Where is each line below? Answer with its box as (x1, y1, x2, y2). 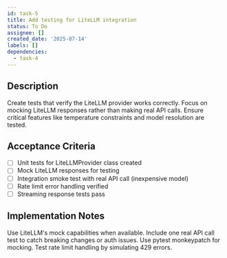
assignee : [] (7, 29, 45, 36)
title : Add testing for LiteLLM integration (7, 17, 137, 23)
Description (7, 80, 58, 92)
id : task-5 (7, 10, 39, 17)
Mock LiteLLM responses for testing (17, 166, 120, 175)
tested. (7, 120, 28, 129)
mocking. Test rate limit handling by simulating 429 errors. (7, 243, 173, 251)
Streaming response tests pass (17, 190, 105, 198)
